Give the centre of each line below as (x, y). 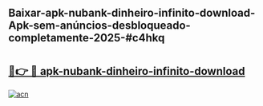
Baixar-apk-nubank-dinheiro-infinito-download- (132, 13)
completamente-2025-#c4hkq (87, 38)
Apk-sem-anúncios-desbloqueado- (99, 26)
